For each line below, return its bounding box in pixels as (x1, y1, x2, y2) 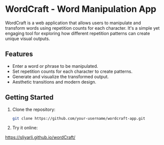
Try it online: (12, 125, 38, 131)
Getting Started (5, 93, 54, 102)
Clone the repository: (12, 106, 56, 112)
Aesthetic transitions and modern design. (12, 79, 96, 85)
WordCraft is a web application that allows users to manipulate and (5, 20, 141, 26)
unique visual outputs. (5, 36, 50, 42)
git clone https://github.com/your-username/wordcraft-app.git (12, 116, 146, 121)
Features (5, 50, 33, 58)
